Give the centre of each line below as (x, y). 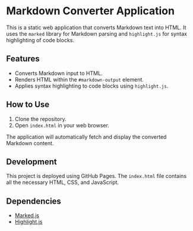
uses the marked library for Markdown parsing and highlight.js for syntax (96, 33)
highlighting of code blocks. (40, 40)
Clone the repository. (40, 119)
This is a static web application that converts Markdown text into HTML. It (96, 27)
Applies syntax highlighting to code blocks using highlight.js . (91, 86)
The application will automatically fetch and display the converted (86, 137)
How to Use (28, 104)
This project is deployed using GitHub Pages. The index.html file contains (96, 176)
